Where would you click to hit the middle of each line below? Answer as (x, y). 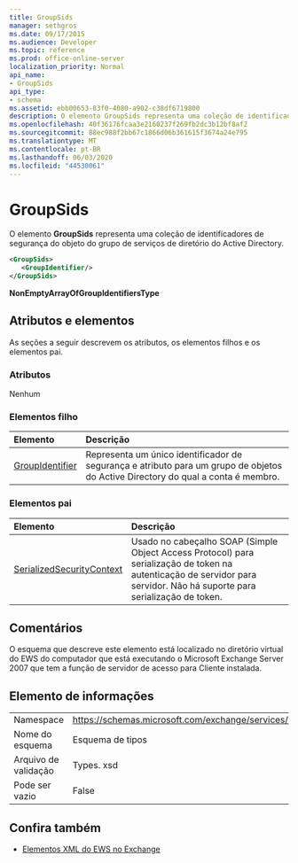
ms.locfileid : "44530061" (57, 166)
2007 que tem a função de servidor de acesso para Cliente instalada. (136, 668)
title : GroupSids (41, 17)
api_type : (27, 91)
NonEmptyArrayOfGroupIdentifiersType (84, 292)
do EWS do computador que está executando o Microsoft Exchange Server (146, 659)
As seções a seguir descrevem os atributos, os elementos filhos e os (135, 342)
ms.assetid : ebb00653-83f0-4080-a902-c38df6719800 (105, 108)
